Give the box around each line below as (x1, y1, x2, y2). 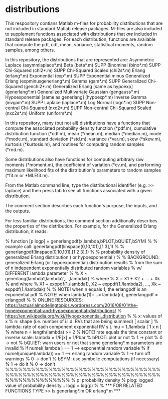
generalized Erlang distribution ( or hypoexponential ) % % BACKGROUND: (5, 254, 160, 260)
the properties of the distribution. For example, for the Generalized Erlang (5, 223, 157, 229)
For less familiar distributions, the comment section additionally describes (5, 217, 158, 223)
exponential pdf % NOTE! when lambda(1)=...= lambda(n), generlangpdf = (5, 291, 158, 297)
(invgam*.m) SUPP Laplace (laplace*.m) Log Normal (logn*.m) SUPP (5, 99, 145, 105)
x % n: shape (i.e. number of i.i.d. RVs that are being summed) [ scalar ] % (5, 318, 158, 324)
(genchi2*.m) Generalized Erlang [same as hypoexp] (24, 83, 133, 89)
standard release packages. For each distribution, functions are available (5, 36, 156, 42)
